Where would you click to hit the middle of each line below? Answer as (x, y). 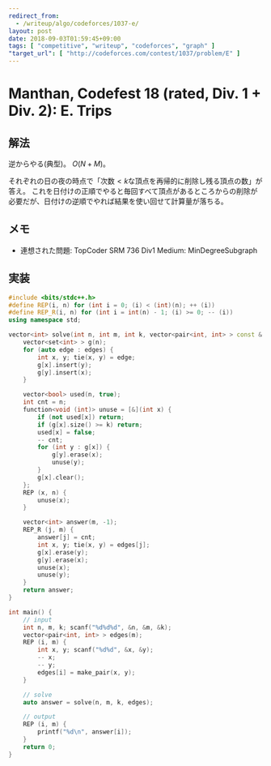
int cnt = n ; (45, 402)
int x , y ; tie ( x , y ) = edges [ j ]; (94, 545)
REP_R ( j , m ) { (49, 530)
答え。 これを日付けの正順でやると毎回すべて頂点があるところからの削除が (133, 191)
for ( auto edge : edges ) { (68, 349)
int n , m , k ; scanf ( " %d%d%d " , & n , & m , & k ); (97, 627)
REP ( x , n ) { (45, 492)
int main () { (30, 612)
